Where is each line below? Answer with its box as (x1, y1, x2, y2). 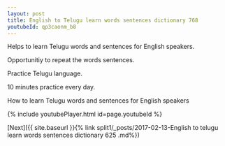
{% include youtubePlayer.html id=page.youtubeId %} (7, 110, 163, 119)
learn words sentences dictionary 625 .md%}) (7, 131, 140, 140)
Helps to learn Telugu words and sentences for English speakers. (7, 43, 195, 51)
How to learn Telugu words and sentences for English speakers (7, 96, 190, 105)
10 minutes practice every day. (7, 83, 96, 92)
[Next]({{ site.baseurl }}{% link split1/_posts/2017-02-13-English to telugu (7, 124, 219, 132)
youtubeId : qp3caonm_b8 (7, 23, 77, 30)
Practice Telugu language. (7, 69, 82, 78)
